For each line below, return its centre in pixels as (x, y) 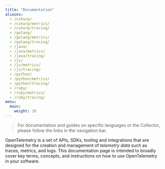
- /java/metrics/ (27, 51)
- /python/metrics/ (30, 79)
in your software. (22, 161)
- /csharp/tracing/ (30, 28)
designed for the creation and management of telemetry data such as (76, 145)
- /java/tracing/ (27, 56)
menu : (11, 102)
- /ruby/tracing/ (27, 97)
